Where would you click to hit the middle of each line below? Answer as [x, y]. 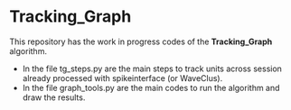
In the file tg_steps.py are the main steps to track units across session [152, 69]
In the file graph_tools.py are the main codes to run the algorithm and [151, 87]
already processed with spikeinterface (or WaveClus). [122, 78]
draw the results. [54, 97]
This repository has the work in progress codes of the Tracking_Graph [141, 41]
